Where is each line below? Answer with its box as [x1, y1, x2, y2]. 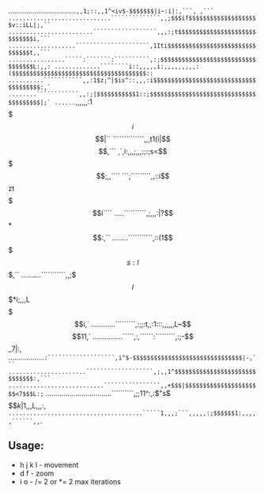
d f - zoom [19, 469, 55, 478]
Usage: [8, 439, 45, 453]
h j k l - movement [19, 460, 79, 469]
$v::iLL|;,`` [8, 21, 51, 29]
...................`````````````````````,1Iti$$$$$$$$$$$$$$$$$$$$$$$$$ [8, 42, 257, 50]
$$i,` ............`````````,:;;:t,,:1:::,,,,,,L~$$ [74, 319, 192, 329]
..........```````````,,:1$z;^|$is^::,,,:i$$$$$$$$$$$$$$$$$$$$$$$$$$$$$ [8, 77, 257, 85]
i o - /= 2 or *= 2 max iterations [19, 476, 121, 486]
